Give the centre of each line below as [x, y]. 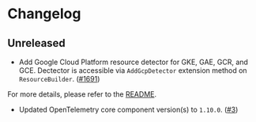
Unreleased [37, 43]
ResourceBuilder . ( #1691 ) [59, 79]
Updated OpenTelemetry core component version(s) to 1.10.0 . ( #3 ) [128, 109]
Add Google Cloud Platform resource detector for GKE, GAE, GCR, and [133, 62]
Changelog [44, 14]
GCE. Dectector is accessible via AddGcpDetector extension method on [133, 71]
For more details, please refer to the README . [82, 94]
